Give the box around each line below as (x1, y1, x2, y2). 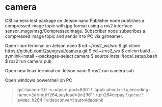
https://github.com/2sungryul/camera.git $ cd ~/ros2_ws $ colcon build (5, 48, 150, 54)
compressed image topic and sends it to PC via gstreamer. (5, 33, 124, 39)
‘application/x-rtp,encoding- (93, 86, 151, 92)
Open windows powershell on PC (5, 77, 72, 83)
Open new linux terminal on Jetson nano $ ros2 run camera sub (5, 67, 134, 73)
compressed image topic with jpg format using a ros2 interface (5, 22, 133, 28)
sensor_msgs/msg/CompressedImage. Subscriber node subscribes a (5, 28, 146, 34)
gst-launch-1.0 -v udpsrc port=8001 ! (17, 86, 92, 92)
